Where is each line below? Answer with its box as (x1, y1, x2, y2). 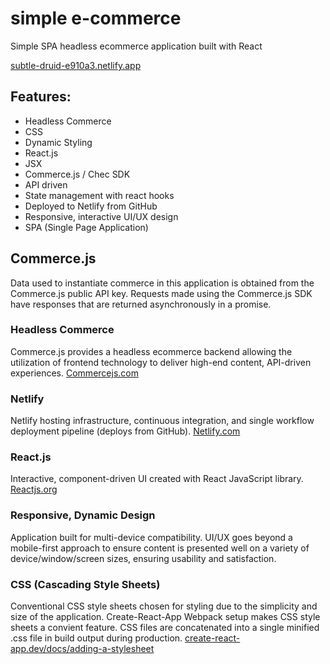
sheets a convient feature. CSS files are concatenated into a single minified (10, 622, 320, 634)
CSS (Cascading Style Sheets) (10, 577, 161, 591)
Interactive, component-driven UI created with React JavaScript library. (10, 473, 304, 485)
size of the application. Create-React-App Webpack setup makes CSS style (10, 611, 321, 623)
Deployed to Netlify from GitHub (24, 200, 158, 212)
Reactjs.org (10, 483, 58, 496)
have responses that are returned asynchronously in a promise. (10, 298, 272, 310)
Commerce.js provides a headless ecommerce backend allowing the (10, 345, 293, 357)
